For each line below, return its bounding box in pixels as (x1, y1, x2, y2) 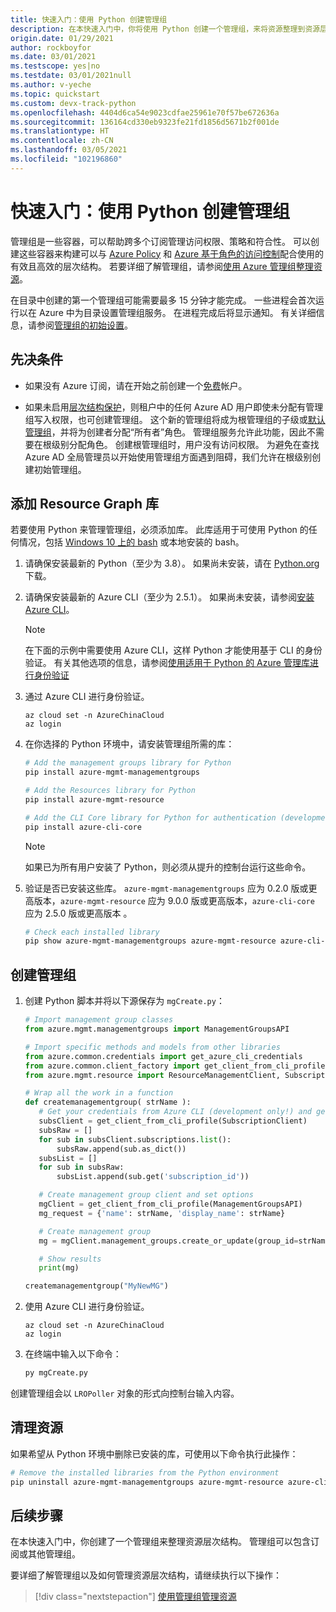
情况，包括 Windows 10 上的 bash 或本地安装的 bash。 (18, 536, 245, 548)
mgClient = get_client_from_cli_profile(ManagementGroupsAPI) (38, 1199, 303, 1209)
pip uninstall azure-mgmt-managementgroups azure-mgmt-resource (10, 1477, 284, 1487)
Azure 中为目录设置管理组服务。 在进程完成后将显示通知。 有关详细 (38, 306, 317, 318)
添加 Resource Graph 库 (10, 495, 160, 512)
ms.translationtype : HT (10, 126, 110, 136)
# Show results (38, 1254, 102, 1264)
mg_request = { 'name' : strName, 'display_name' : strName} (38, 1208, 286, 1218)
